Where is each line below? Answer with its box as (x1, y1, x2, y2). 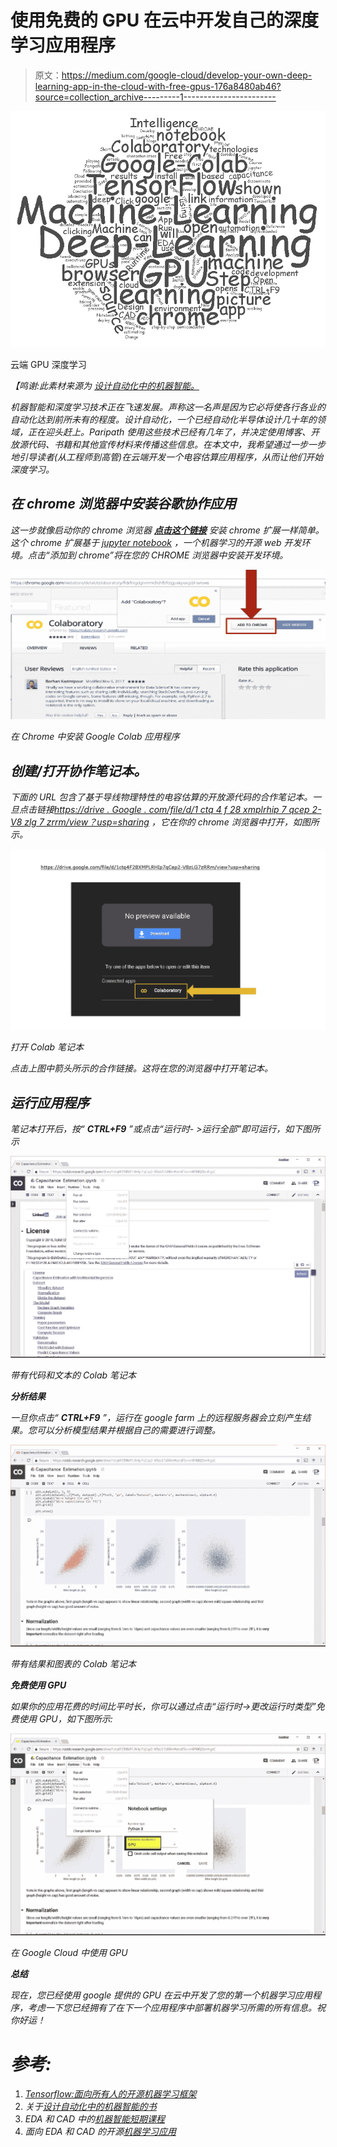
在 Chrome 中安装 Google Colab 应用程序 (10, 731, 180, 743)
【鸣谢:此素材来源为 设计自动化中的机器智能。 (10, 379, 200, 391)
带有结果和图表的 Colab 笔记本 (10, 1658, 137, 1670)
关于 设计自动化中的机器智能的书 (24, 2101, 157, 2113)
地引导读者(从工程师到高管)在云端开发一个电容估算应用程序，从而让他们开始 (10, 451, 324, 463)
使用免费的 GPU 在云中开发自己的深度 (10, 9, 319, 32)
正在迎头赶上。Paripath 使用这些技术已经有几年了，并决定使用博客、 (27, 426, 312, 438)
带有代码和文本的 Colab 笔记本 (10, 1369, 137, 1381)
